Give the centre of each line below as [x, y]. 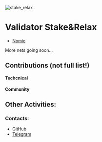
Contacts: [17, 118]
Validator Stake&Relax [51, 27]
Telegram [22, 134]
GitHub [19, 129]
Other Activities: [31, 104]
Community [17, 89]
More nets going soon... [29, 50]
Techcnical [17, 78]
